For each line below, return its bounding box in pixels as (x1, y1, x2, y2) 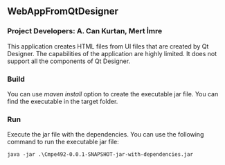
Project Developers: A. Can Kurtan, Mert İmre (7, 26, 163, 36)
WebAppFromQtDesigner (7, 6, 119, 17)
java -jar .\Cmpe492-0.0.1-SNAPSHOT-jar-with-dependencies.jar (7, 151, 194, 158)
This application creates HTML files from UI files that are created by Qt (7, 42, 209, 51)
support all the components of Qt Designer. (7, 57, 131, 65)
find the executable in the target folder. (7, 97, 118, 105)
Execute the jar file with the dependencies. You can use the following (7, 130, 204, 139)
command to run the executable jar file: (7, 138, 119, 146)
